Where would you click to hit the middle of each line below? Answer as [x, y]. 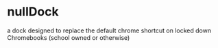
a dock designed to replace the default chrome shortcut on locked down [109, 30]
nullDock [33, 12]
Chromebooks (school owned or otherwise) [69, 37]
